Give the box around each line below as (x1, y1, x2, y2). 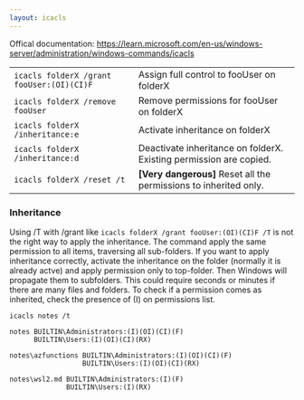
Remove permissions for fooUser (138, 94, 279, 107)
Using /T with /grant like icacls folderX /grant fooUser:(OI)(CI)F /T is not (9, 226, 294, 237)
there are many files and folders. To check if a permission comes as (9, 284, 262, 295)
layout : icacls (9, 13, 67, 23)
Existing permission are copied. (138, 153, 271, 166)
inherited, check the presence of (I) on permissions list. (9, 293, 215, 304)
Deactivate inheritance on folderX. (138, 141, 284, 154)
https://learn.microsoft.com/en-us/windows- (96, 38, 263, 49)
